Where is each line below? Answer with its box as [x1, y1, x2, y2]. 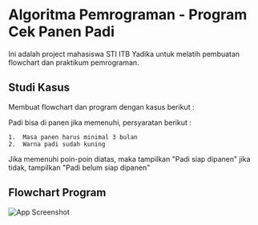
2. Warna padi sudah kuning [8, 140, 106, 148]
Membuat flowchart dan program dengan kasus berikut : [8, 102, 195, 111]
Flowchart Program [8, 186, 107, 199]
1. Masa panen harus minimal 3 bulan [8, 133, 138, 141]
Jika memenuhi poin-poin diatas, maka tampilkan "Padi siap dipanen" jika [8, 154, 251, 163]
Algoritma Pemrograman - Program [8, 6, 248, 24]
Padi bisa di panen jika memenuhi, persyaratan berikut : [8, 118, 192, 127]
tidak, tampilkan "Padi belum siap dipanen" [8, 163, 151, 172]
